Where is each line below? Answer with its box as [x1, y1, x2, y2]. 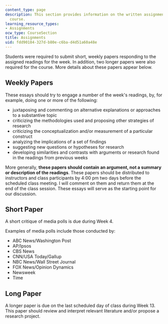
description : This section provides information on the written [5, 12, 142, 17]
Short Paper [5, 205, 43, 214]
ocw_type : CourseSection [5, 30, 57, 35]
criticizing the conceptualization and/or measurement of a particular [12, 128, 153, 134]
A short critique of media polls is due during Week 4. [5, 218, 113, 225]
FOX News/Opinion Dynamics [12, 264, 74, 270]
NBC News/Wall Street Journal [12, 259, 76, 265]
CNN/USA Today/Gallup [12, 254, 61, 260]
